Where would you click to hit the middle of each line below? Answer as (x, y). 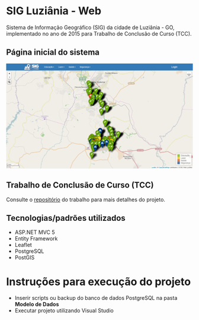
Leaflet (23, 245)
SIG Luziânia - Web (54, 11)
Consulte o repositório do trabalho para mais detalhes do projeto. (86, 199)
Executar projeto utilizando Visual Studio (64, 311)
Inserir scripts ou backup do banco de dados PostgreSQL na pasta (96, 298)
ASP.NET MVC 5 (35, 232)
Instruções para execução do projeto (99, 282)
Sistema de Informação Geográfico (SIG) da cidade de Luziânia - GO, (90, 27)
